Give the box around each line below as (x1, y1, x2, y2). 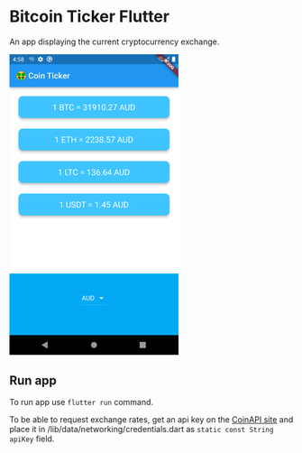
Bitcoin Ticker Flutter (9, 6, 169, 27)
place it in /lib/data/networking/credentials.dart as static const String (9, 424, 274, 435)
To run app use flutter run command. (9, 397, 154, 408)
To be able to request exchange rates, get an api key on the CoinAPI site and (9, 414, 294, 425)
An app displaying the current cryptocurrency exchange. (9, 36, 220, 47)
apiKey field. (9, 433, 55, 444)
